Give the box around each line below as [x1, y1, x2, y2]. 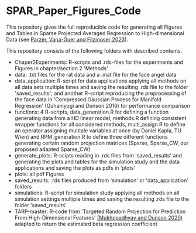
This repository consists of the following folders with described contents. [6, 47, 183, 54]
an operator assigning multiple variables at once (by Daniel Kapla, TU [14, 127, 182, 134]
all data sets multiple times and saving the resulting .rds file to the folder [14, 83, 188, 90]
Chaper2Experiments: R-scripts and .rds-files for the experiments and [14, 59, 183, 66]
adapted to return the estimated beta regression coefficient [14, 220, 158, 227]
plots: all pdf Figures [14, 170, 64, 177]
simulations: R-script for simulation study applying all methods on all [14, 189, 180, 196]
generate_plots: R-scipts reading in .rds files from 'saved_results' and [14, 152, 183, 159]
